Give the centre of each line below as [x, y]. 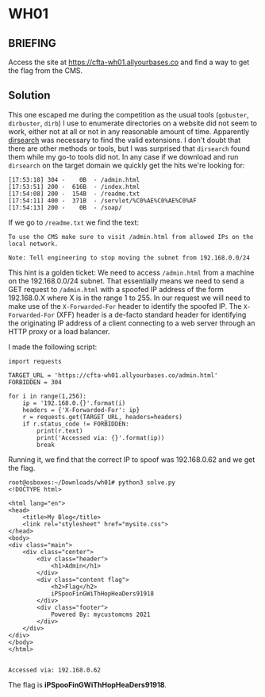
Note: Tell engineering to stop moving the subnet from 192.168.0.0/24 [129, 258]
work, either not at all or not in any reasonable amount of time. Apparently [129, 131]
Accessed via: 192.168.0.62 [55, 670]
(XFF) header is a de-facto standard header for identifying [152, 314]
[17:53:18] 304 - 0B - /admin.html [74, 179]
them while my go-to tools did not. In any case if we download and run [123, 156]
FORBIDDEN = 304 [35, 382]
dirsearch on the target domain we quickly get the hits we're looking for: [127, 165]
